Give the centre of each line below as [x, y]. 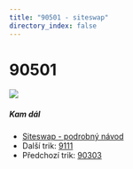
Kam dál [25, 114]
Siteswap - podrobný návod [73, 137]
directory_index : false [53, 26]
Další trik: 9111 [47, 146]
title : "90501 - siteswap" [59, 17]
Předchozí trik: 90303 [62, 156]
